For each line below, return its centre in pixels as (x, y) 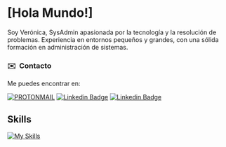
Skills (19, 119)
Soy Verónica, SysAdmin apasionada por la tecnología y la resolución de (112, 32)
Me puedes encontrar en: (44, 84)
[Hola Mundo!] (50, 13)
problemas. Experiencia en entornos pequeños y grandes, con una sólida (113, 39)
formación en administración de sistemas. (68, 47)
